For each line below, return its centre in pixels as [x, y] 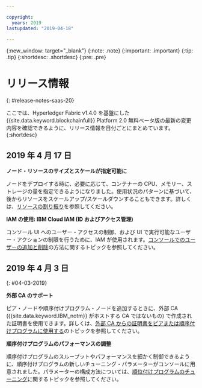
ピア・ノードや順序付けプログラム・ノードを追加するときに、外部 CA [92, 308]
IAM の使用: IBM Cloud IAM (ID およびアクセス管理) [70, 219]
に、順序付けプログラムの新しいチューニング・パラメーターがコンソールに [98, 364]
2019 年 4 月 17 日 [39, 155]
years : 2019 [27, 23]
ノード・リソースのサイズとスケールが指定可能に [67, 171]
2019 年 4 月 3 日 [38, 268]
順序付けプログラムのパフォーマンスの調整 [59, 343]
